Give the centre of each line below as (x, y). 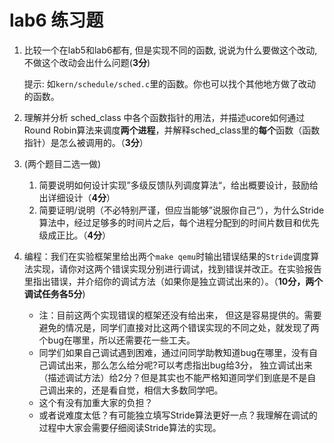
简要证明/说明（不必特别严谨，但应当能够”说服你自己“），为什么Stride (181, 210)
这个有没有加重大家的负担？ (96, 402)
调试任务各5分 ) (54, 293)
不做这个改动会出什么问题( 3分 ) (87, 62)
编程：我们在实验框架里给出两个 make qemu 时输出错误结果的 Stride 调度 (167, 256)
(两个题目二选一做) (62, 163)
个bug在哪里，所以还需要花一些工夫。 (117, 340)
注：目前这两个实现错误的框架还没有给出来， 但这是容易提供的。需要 (180, 315)
